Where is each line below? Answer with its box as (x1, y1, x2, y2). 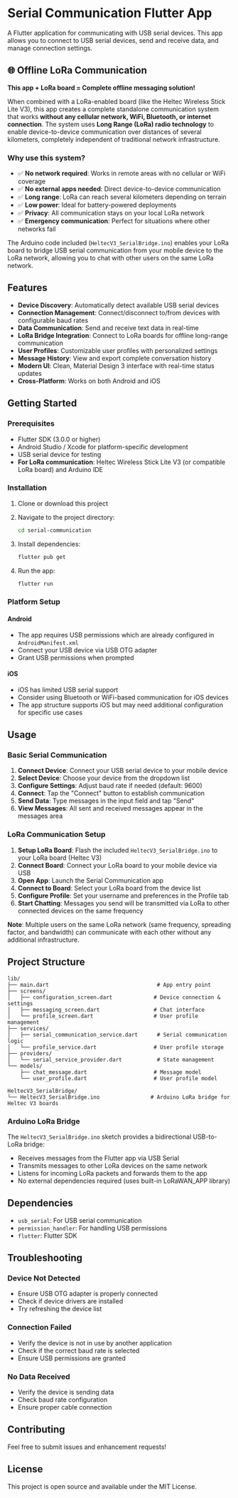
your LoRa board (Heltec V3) (17, 853, 102, 862)
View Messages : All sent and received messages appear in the (17, 804, 204, 813)
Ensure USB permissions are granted (17, 1353, 126, 1363)
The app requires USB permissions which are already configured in (17, 630, 215, 639)
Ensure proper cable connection (17, 1402, 112, 1411)
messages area (17, 811, 63, 821)
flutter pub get (17, 553, 66, 560)
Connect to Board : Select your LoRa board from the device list (17, 883, 201, 892)
